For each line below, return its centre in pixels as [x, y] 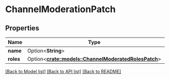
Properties [22, 28]
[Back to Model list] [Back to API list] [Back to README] [63, 71]
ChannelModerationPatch [60, 9]
